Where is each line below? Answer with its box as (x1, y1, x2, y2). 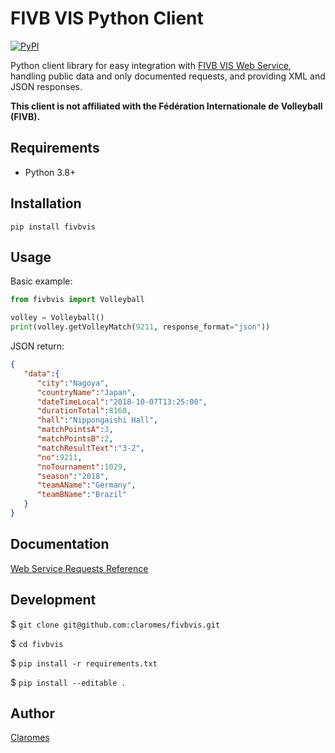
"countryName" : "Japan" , (36, 387, 137, 397)
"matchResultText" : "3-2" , (36, 443, 145, 453)
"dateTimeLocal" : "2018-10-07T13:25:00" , (36, 397, 208, 407)
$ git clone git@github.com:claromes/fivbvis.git (10, 618, 221, 630)
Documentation (10, 536, 110, 553)
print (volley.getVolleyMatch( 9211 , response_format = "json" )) (10, 322, 271, 332)
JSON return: (10, 340, 65, 352)
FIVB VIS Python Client (10, 7, 204, 30)
